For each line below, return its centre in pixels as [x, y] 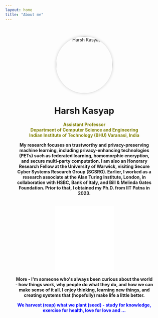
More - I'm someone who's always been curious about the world [84, 279]
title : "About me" [24, 15]
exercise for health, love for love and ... [84, 310]
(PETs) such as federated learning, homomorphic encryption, [84, 156]
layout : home [19, 10]
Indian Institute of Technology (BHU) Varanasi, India [84, 135]
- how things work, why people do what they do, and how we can [84, 285]
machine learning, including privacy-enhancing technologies [84, 150]
